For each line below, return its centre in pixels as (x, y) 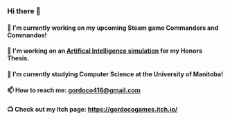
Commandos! (27, 35)
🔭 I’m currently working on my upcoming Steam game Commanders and (113, 28)
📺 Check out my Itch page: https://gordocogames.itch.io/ (92, 109)
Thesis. (18, 58)
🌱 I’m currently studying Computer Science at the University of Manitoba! (115, 74)
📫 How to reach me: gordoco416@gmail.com (74, 90)
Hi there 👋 (24, 11)
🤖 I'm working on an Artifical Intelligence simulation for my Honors (105, 51)
